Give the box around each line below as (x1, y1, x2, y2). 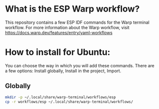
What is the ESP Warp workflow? (5, 3, 140, 15)
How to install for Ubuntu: (5, 47, 111, 58)
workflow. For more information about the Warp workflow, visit (5, 24, 130, 30)
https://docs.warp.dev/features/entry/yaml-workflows (5, 30, 113, 35)
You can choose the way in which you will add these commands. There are (5, 62, 155, 68)
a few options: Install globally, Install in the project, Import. (5, 68, 121, 74)
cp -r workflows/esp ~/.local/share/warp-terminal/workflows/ (5, 99, 133, 104)
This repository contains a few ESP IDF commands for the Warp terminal (5, 19, 149, 25)
